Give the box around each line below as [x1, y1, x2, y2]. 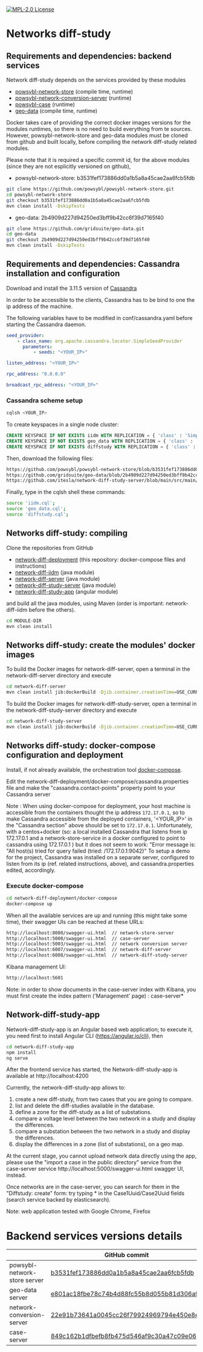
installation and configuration [6, 269, 120, 279]
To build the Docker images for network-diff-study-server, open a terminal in [6, 700, 198, 708]
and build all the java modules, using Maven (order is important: [6, 600, 165, 607]
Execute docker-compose [6, 882, 84, 890]
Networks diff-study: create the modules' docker [6, 640, 195, 650]
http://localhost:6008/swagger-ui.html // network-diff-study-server [6, 952, 188, 958]
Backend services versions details [6, 1229, 182, 1243]
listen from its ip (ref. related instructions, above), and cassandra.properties [6, 860, 195, 867]
